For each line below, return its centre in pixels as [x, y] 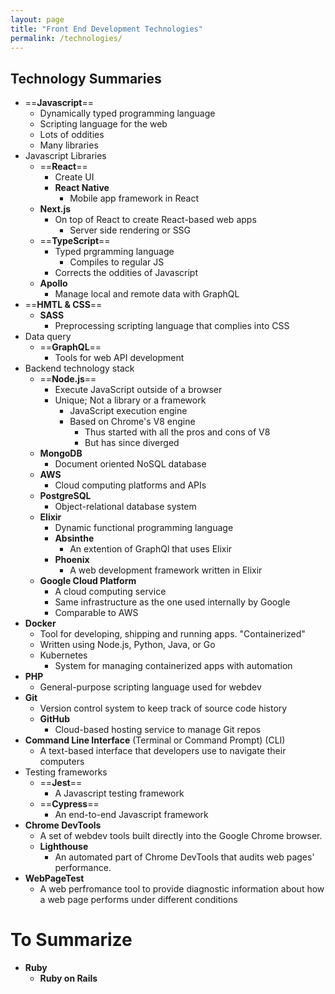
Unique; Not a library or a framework [130, 400]
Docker [40, 623]
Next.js [55, 209]
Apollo [53, 283]
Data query [48, 337]
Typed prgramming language [114, 252]
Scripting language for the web [103, 124]
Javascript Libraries [65, 156]
